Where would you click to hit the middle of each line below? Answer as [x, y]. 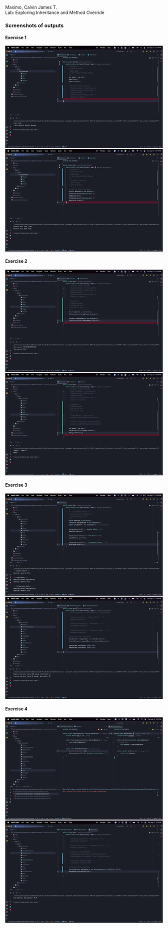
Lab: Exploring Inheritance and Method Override [55, 13]
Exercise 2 [16, 261]
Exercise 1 [16, 38]
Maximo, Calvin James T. [31, 7]
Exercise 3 [16, 485]
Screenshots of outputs [34, 26]
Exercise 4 [16, 709]
